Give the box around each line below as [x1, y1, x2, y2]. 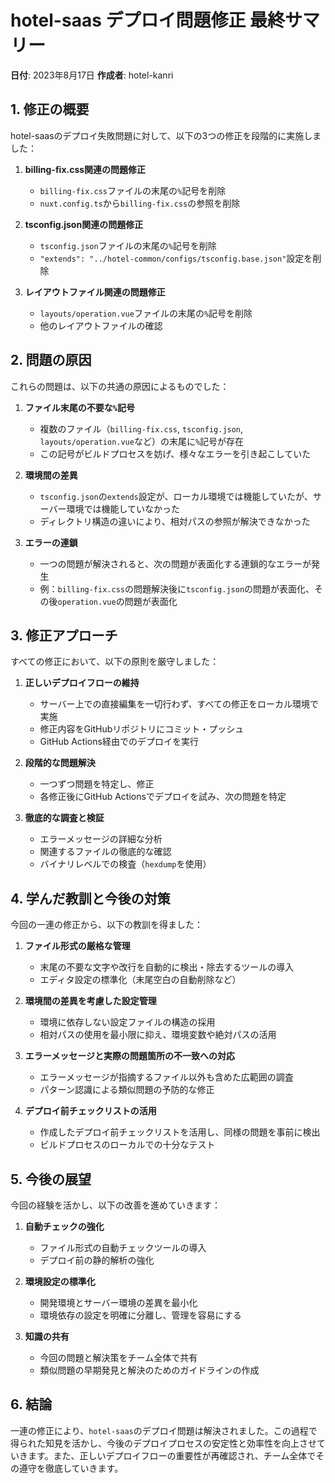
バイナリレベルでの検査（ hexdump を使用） [39, 858, 212, 870]
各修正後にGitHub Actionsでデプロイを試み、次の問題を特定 [39, 791, 287, 803]
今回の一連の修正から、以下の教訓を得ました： [10, 919, 203, 931]
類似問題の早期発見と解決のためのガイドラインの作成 [39, 1364, 260, 1376]
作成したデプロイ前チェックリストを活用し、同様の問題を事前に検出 [39, 1126, 321, 1138]
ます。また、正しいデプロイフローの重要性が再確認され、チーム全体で [27, 1449, 317, 1461]
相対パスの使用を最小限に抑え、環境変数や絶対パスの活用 [39, 1029, 277, 1041]
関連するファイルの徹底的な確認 [39, 846, 172, 858]
